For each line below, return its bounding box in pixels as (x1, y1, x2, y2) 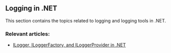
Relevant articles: (5, 30, 50, 37)
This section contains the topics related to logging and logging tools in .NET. (5, 17, 166, 23)
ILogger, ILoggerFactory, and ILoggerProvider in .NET (12, 42, 126, 48)
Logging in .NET (5, 4, 57, 13)
